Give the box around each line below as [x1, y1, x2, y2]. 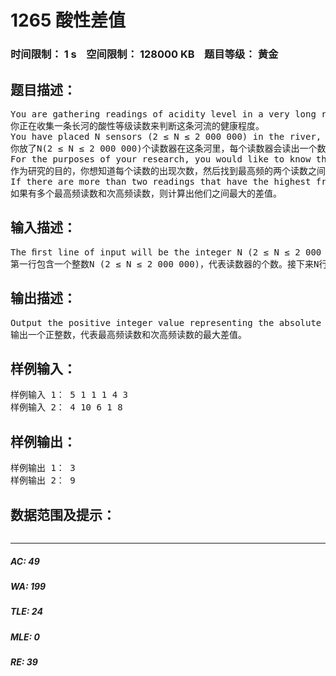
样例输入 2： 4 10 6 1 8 [10, 402, 123, 413]
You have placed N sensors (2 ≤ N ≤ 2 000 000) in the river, [10, 131, 322, 142]
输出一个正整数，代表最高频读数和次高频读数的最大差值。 [10, 329, 247, 340]
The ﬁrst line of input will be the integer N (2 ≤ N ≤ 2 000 [10, 246, 322, 258]
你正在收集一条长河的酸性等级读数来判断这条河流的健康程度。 [10, 120, 265, 131]
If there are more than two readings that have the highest [10, 176, 312, 187]
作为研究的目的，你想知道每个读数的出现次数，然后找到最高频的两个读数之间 [10, 165, 326, 176]
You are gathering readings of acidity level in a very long [10, 108, 317, 120]
